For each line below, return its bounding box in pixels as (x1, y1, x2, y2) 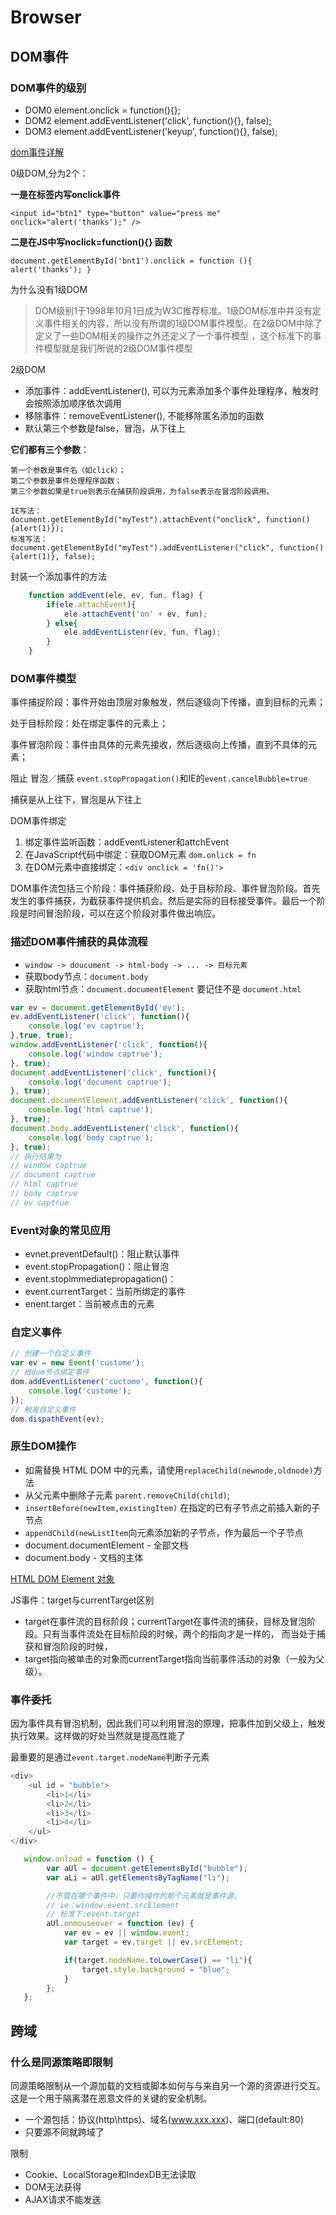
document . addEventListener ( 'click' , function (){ (10, 1067, 217, 1078)
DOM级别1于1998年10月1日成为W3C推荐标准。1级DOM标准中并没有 (34, 304, 313, 316)
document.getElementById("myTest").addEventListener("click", (10, 542, 275, 553)
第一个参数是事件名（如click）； (10, 465, 127, 475)
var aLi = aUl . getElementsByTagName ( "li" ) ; (46, 1872, 230, 1883)
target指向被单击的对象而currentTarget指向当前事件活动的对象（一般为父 (24, 1652, 325, 1665)
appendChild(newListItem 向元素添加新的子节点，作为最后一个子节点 (24, 1526, 304, 1538)
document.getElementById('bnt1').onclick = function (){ (10, 256, 253, 266)
